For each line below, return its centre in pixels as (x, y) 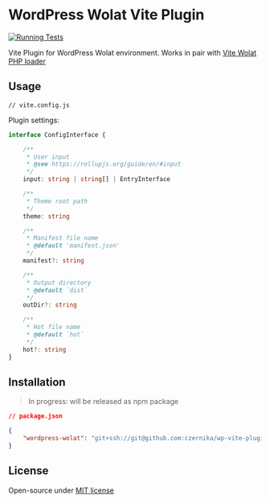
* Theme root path (57, 201)
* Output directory (59, 282)
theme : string (46, 216)
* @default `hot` (55, 335)
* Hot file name (53, 328)
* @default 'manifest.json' (73, 246)
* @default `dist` (57, 290)
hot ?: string (45, 349)
